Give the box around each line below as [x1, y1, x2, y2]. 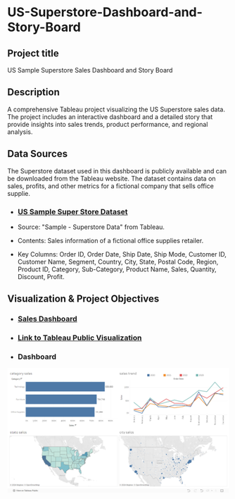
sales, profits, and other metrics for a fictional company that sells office [7, 181, 215, 190]
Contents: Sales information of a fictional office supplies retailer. [17, 236, 204, 245]
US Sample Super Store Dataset [17, 207, 128, 216]
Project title [7, 47, 60, 59]
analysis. [7, 128, 33, 136]
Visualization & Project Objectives [7, 293, 160, 305]
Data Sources [7, 148, 68, 160]
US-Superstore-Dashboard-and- [7, 4, 203, 20]
